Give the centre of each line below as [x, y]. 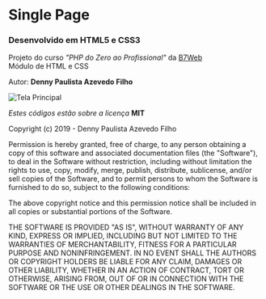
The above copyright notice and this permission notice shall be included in [132, 203]
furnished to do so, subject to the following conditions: [99, 187]
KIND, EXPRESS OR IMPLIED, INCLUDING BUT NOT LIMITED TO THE [123, 236]
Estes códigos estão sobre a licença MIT [77, 113]
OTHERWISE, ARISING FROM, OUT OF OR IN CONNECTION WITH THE [126, 279]
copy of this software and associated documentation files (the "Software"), [133, 153]
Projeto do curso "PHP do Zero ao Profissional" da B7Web [106, 57]
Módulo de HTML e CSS [49, 66]
